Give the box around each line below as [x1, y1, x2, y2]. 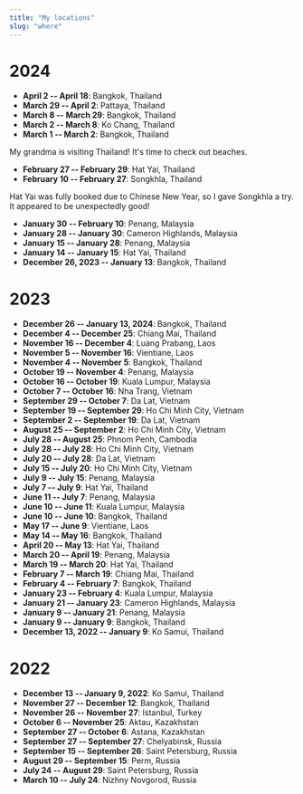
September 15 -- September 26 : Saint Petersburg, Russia [22, 746, 238, 757]
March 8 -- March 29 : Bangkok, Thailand [22, 110, 176, 120]
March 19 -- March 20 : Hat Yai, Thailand [22, 559, 174, 570]
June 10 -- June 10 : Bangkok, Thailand [22, 511, 167, 521]
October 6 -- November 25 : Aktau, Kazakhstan [22, 717, 199, 728]
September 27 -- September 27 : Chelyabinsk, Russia [22, 736, 223, 747]
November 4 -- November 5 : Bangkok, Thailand [22, 357, 203, 368]
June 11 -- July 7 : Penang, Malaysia [22, 492, 156, 502]
